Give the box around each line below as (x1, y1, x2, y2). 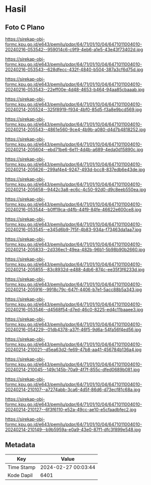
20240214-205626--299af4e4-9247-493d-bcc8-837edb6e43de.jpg (5, 166, 145, 172)
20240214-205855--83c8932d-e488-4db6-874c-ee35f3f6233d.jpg (5, 267, 145, 272)
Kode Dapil (7, 472, 33, 479)
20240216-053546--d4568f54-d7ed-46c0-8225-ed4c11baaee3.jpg (5, 307, 144, 312)
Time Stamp (7, 464, 36, 471)
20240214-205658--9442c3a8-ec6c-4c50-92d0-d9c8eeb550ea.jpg (5, 187, 146, 193)
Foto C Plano (5, 23, 45, 32)
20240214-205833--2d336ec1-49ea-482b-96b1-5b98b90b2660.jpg (5, 247, 145, 252)
